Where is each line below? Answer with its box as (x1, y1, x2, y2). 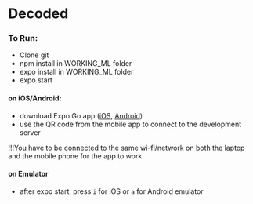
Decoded (8, 5, 69, 23)
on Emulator (8, 169, 49, 179)
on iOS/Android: (8, 93, 62, 103)
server (19, 127, 41, 137)
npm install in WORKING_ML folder (19, 59, 132, 68)
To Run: (8, 33, 38, 44)
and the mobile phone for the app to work (8, 151, 143, 161)
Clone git (19, 50, 49, 60)
